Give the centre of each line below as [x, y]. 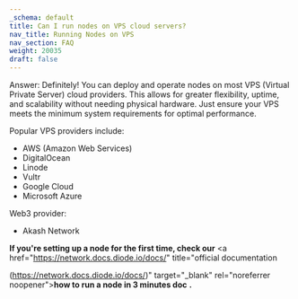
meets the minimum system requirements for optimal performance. [133, 114]
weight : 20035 [36, 51]
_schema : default [42, 18]
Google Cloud [48, 186]
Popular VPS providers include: [67, 131]
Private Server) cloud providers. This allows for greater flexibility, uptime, [145, 94]
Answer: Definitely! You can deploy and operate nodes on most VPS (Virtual [149, 85]
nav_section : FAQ [42, 43]
